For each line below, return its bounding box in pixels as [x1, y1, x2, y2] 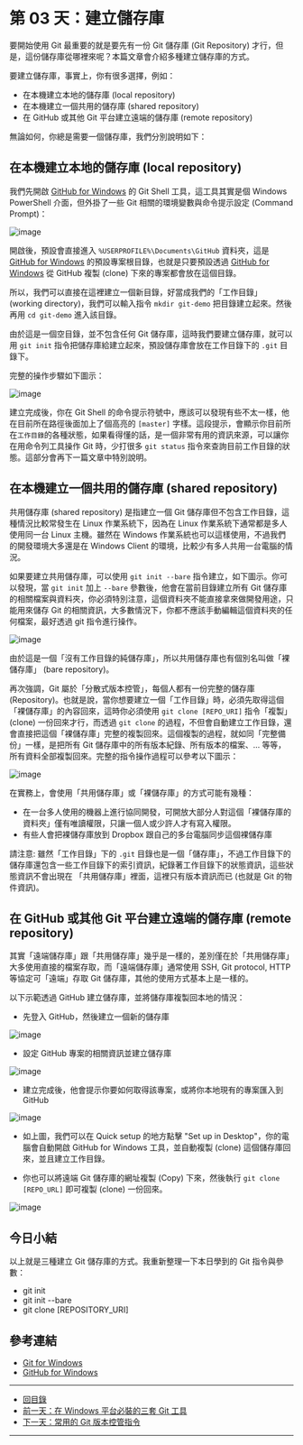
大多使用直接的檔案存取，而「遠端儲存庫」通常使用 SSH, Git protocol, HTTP [9, 962, 291, 972]
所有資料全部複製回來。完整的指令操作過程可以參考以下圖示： [9, 750, 239, 761]
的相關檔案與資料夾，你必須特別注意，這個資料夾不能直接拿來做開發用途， [9, 593, 286, 604]
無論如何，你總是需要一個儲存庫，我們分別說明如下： [9, 131, 207, 142]
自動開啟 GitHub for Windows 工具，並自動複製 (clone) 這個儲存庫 [38, 1142, 283, 1153]
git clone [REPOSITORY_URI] [22, 1304, 129, 1315]
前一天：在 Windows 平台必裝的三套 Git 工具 [22, 1405, 188, 1416]
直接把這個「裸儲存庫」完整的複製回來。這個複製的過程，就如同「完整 [16, 728, 278, 739]
